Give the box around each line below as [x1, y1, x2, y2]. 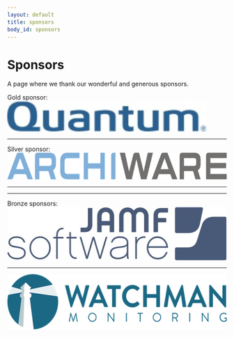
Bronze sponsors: [7, 199, 58, 208]
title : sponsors [7, 18, 54, 26]
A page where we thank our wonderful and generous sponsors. [7, 80, 189, 88]
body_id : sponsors [7, 26, 61, 33]
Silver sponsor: [7, 145, 51, 153]
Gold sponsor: [7, 93, 48, 102]
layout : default [7, 11, 54, 18]
